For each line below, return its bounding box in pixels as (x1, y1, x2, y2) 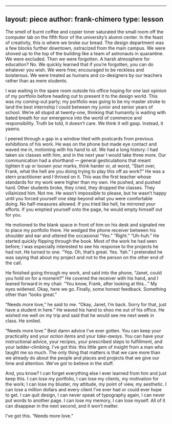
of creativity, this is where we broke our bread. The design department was (5, 39, 164, 46)
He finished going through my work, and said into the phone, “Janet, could (5, 269, 162, 275)
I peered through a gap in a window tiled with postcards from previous (5, 135, 154, 141)
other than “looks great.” (5, 291, 57, 298)
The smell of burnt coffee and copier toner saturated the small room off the (5, 29, 164, 35)
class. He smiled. (5, 317, 41, 324)
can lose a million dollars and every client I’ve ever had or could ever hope (5, 386, 162, 392)
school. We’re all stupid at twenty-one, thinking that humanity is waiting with (5, 109, 166, 115)
